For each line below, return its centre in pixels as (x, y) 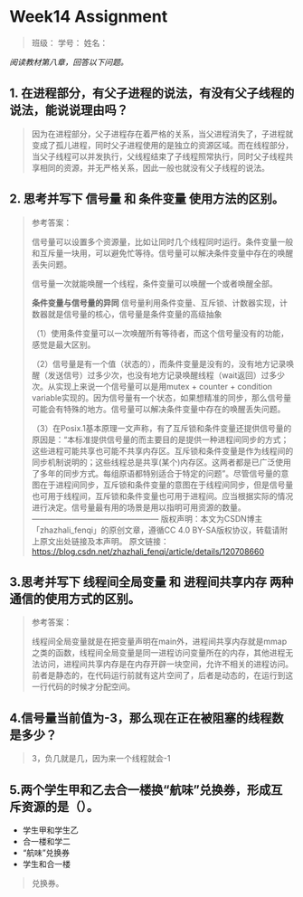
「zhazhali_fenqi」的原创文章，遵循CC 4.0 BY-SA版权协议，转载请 (156, 530)
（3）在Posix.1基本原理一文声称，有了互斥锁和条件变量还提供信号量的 (161, 428)
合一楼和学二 (46, 841)
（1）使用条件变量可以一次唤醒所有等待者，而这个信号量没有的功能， (160, 333)
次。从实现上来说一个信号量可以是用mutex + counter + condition (152, 386)
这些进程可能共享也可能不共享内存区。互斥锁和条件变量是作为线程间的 (162, 450)
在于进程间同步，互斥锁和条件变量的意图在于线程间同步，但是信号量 (166, 485)
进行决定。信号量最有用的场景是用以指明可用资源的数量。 (138, 507)
